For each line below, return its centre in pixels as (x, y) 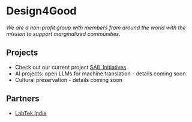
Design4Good (41, 11)
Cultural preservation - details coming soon (69, 80)
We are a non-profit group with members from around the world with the (96, 28)
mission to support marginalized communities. (64, 33)
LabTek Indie (31, 113)
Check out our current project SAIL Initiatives (70, 67)
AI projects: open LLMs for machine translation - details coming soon (100, 74)
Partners (23, 99)
